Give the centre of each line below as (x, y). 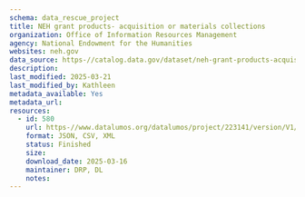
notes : (38, 178)
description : (34, 69)
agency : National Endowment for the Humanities (101, 43)
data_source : (34, 60)
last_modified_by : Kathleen (63, 85)
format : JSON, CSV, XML (71, 136)
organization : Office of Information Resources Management (123, 34)
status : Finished (59, 144)
